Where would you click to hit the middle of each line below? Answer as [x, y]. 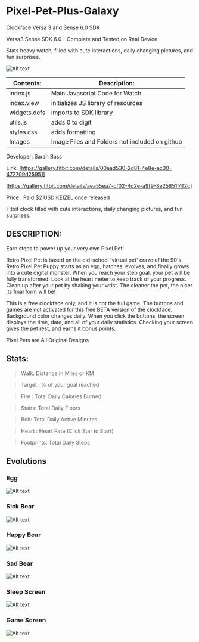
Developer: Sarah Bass [34, 156]
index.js [20, 93]
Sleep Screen [26, 592]
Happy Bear [24, 535]
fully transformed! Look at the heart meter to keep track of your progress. [96, 279]
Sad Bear [20, 563]
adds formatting [74, 132]
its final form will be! [31, 291]
